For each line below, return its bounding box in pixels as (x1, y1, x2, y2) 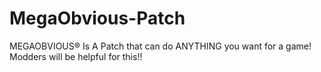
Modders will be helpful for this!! (9, 50, 143, 62)
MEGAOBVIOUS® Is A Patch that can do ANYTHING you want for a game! (9, 40, 312, 52)
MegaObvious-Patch (9, 7, 186, 30)
